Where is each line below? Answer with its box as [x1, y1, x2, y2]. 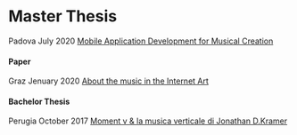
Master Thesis [8, 6, 118, 27]
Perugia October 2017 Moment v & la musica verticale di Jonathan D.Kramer [8, 115, 288, 126]
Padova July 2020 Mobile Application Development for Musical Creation [8, 36, 274, 46]
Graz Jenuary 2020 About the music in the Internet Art [8, 75, 209, 86]
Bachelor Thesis [8, 96, 70, 107]
